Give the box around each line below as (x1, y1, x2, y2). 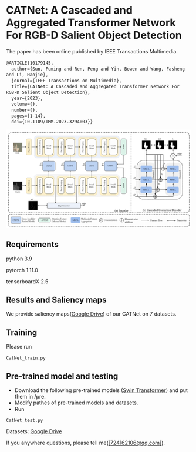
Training (6, 327, 38, 337)
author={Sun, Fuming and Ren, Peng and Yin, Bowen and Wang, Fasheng (11, 66, 185, 72)
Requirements (6, 239, 59, 250)
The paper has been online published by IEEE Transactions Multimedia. (6, 48, 178, 55)
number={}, (11, 107, 38, 113)
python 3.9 (6, 255, 32, 262)
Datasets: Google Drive (6, 427, 62, 435)
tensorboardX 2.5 (6, 277, 49, 285)
